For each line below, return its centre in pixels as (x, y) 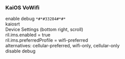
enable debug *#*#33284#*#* (35, 19)
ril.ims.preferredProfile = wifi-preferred (47, 40)
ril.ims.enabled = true (28, 35)
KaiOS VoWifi (22, 8)
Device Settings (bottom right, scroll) (44, 29)
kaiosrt (13, 24)
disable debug (21, 51)
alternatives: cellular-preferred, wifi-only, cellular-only (62, 46)
